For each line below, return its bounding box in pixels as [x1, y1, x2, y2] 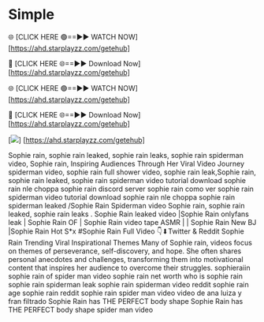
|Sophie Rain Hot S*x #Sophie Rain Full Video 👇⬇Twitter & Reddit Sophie [8, 227, 244, 236]
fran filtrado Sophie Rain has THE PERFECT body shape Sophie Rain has [8, 296, 244, 305]
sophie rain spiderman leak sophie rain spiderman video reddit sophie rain [8, 279, 250, 289]
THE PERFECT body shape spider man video [8, 305, 154, 314]
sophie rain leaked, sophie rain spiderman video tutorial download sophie [8, 175, 247, 185]
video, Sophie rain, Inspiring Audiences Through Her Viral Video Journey [8, 159, 245, 168]
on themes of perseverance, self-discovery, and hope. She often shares [8, 246, 242, 256]
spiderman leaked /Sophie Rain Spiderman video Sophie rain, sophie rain [8, 200, 245, 210]
